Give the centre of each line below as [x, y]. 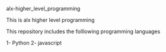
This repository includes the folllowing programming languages [83, 31]
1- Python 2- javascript [34, 43]
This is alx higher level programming [50, 20]
